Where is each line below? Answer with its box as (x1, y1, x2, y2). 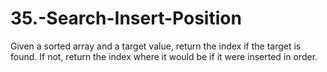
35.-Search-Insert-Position (10, 7, 242, 30)
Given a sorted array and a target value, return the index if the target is (10, 40, 302, 52)
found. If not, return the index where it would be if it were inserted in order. (10, 50, 318, 62)
